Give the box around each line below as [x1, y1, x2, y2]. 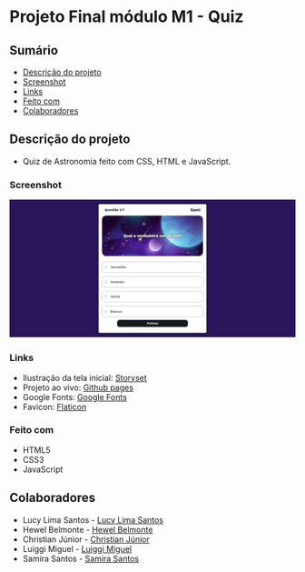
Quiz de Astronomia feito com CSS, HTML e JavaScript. [22, 156, 231, 166]
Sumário [9, 43, 59, 58]
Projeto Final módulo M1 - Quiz [9, 6, 244, 27]
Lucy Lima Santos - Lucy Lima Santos [22, 514, 163, 525]
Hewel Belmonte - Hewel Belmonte [22, 524, 153, 535]
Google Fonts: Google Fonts [22, 391, 127, 402]
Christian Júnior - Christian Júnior [22, 534, 150, 545]
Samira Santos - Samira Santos [22, 553, 139, 564]
